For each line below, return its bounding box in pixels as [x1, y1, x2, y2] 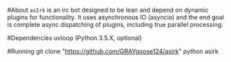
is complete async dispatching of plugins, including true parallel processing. [7, 21, 224, 28]
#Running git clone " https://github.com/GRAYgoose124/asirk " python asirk [7, 48, 219, 55]
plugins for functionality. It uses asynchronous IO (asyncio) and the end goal [7, 13, 224, 21]
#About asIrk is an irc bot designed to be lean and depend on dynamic [7, 6, 209, 14]
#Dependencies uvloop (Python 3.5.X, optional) [7, 34, 143, 42]
